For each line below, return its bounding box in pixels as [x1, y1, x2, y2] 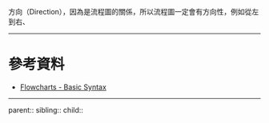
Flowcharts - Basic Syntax [19, 82, 106, 92]
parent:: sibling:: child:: [8, 105, 84, 114]
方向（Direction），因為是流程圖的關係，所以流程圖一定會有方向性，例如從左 [8, 7, 259, 16]
